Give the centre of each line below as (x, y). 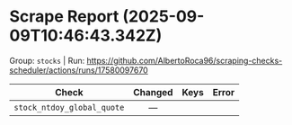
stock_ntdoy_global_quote (69, 107)
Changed (153, 92)
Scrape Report (64, 17)
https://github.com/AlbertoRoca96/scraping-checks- (185, 60)
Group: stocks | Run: (47, 60)
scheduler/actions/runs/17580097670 (79, 70)
